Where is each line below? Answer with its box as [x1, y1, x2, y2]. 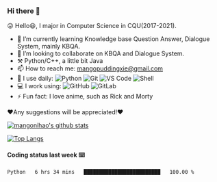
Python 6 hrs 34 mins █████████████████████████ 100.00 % [7, 168, 194, 175]
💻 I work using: [16, 82, 62, 90]
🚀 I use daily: [16, 75, 53, 83]
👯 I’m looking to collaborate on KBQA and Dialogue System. [16, 49, 185, 57]
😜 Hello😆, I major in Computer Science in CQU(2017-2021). [7, 22, 177, 30]
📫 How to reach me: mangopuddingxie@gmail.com [16, 64, 163, 73]
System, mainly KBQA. [16, 42, 81, 51]
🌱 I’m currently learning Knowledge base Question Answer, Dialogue [16, 35, 210, 43]
